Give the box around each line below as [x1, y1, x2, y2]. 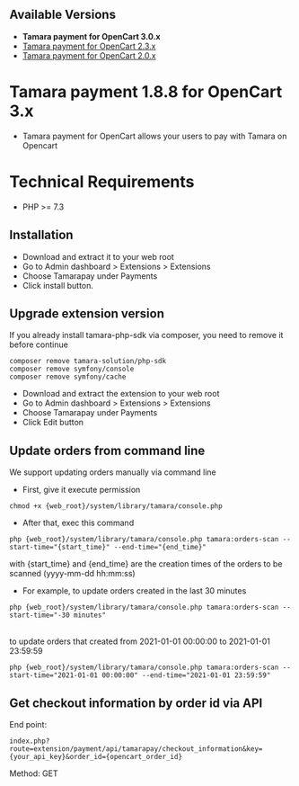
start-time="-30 [9, 611, 70, 620]
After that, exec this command [22, 517, 135, 529]
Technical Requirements [9, 171, 195, 192]
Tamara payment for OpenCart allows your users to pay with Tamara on [22, 130, 287, 141]
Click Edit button [22, 417, 84, 428]
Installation [9, 228, 74, 243]
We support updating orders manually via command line [9, 467, 217, 478]
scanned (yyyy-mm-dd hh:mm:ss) [9, 568, 136, 579]
